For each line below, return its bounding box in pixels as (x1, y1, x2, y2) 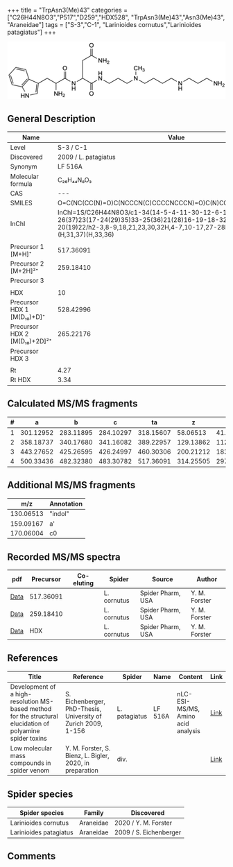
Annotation (49, 499, 83, 508)
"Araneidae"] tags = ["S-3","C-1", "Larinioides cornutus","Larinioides (7, 21, 202, 28)
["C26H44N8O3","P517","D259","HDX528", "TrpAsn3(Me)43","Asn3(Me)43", (7, 13, 225, 22)
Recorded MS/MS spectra (7, 551, 121, 563)
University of (64, 712, 102, 721)
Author (196, 575, 218, 583)
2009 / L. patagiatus (58, 153, 116, 162)
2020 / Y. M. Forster (114, 818, 173, 827)
